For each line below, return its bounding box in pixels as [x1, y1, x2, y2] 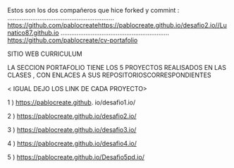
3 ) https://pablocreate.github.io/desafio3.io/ [7, 126, 137, 133]
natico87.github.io [7, 28, 59, 37]
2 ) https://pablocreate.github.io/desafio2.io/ [7, 112, 137, 120]
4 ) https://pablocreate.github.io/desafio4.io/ [7, 139, 137, 148]
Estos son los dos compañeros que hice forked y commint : [7, 6, 180, 14]
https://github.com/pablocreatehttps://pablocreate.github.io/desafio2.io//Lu [7, 21, 228, 29]
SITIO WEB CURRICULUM [7, 49, 82, 58]
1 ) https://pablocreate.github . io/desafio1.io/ [7, 98, 136, 107]
